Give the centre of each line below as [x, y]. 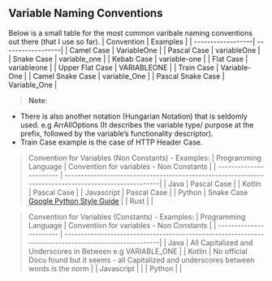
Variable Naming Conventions [86, 13]
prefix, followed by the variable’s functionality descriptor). [117, 133]
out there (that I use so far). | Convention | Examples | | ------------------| [132, 41]
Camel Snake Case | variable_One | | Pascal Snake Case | [129, 76]
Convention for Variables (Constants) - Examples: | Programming [137, 216]
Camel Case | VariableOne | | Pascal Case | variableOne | [165, 50]
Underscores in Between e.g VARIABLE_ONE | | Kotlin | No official [138, 251]
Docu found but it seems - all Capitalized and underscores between [141, 260]
